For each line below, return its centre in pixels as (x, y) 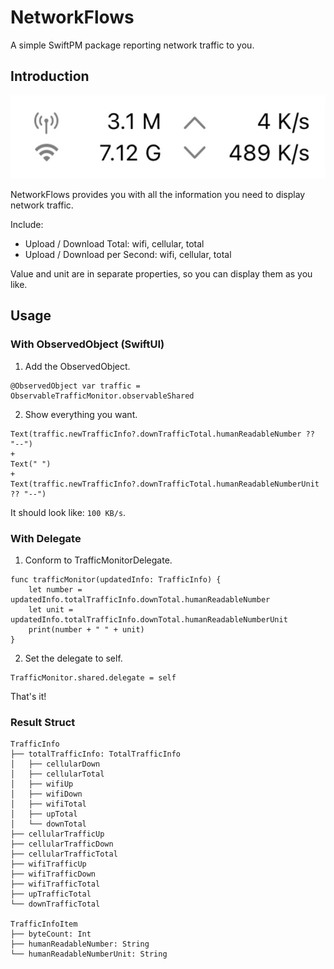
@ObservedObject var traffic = (75, 386)
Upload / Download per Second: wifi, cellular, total (128, 254)
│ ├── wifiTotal (48, 804)
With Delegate (46, 538)
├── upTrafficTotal (51, 894)
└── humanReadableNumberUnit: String (89, 954)
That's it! (28, 696)
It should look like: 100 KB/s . (68, 512)
